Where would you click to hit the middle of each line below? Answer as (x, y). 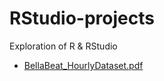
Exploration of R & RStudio (63, 46)
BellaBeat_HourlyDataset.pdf (83, 65)
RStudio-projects (82, 18)
